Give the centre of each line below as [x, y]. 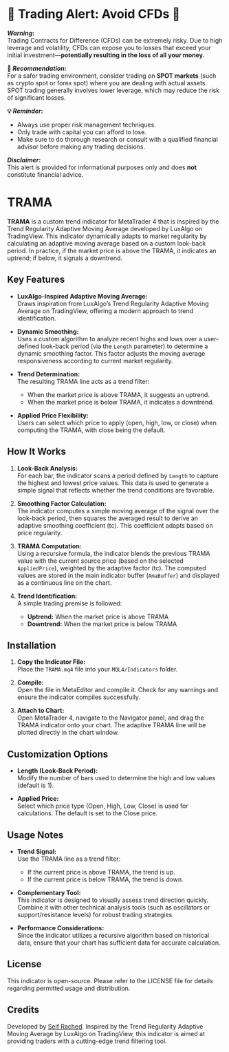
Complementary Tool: [49, 892]
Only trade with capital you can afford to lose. [81, 132]
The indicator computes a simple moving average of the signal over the [118, 511]
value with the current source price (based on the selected [100, 561]
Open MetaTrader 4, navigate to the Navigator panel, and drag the [110, 718]
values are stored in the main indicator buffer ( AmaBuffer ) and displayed [118, 575]
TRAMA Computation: [50, 546]
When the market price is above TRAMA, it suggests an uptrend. [118, 394]
